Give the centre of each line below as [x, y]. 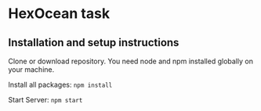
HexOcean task [59, 14]
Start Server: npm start [45, 100]
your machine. [31, 70]
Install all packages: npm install [60, 84]
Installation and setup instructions [94, 43]
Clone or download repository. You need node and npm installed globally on [130, 61]
